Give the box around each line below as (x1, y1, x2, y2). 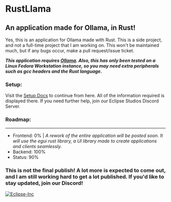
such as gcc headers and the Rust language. (5, 68, 103, 74)
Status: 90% (12, 154, 39, 160)
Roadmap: (5, 116, 32, 123)
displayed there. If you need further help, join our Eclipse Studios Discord (5, 98, 159, 104)
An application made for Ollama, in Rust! (5, 23, 136, 32)
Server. (5, 103, 20, 109)
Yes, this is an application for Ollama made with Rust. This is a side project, (5, 37, 162, 43)
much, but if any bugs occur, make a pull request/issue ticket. (5, 48, 135, 53)
